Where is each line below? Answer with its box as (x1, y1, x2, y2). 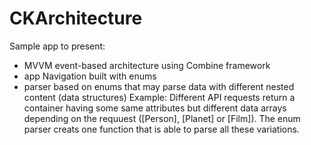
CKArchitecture (9, 7, 143, 30)
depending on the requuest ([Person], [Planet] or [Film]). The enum (23, 112, 301, 124)
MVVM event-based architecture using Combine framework (23, 59, 271, 71)
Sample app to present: (9, 40, 106, 52)
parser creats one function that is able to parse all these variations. (23, 123, 300, 135)
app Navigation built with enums (23, 70, 157, 82)
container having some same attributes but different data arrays (23, 102, 287, 114)
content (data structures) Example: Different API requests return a (23, 91, 296, 103)
